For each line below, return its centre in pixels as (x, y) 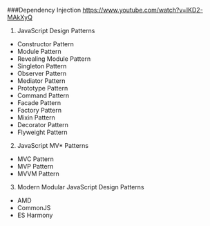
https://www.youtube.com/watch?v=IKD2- (143, 10)
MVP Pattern (35, 166)
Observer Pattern (42, 73)
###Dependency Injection (44, 10)
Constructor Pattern (46, 44)
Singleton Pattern (42, 66)
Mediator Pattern (41, 81)
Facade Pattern (39, 103)
